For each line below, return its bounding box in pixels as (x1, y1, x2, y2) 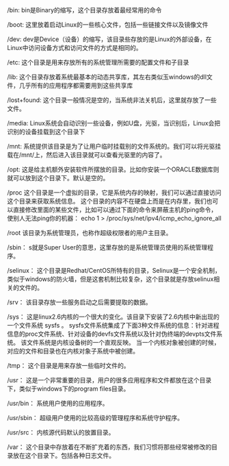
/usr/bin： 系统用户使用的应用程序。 (7, 400, 109, 407)
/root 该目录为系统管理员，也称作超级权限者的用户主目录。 (7, 229, 172, 236)
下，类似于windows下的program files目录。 (7, 384, 130, 393)
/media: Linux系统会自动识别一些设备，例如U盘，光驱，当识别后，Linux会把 (7, 119, 221, 127)
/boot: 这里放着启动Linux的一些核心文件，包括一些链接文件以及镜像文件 (7, 21, 208, 29)
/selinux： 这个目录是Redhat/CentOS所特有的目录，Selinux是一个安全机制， (7, 267, 221, 274)
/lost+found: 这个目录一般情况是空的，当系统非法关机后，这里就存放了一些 (7, 96, 217, 104)
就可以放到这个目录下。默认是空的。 (7, 174, 109, 182)
